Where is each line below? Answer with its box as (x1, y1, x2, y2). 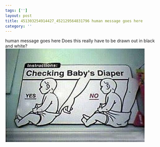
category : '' (5, 24, 32, 29)
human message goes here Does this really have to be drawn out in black (5, 38, 155, 44)
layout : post (5, 13, 32, 18)
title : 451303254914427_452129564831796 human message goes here (5, 18, 143, 23)
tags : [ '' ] (5, 8, 28, 13)
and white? (5, 43, 28, 49)
